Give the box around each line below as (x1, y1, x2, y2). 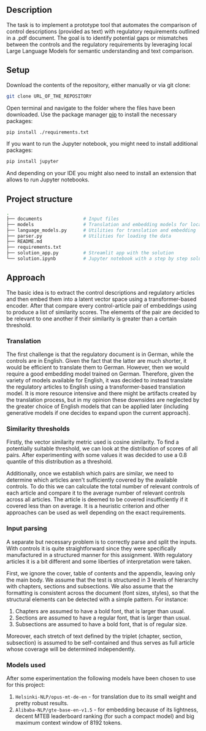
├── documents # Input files (6, 216, 120, 222)
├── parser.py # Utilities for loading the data (6, 233, 172, 239)
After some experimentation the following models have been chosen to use (6, 674, 196, 682)
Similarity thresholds (6, 424, 71, 433)
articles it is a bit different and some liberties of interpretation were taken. (6, 558, 192, 565)
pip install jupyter (6, 159, 59, 165)
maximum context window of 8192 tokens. (15, 719, 123, 726)
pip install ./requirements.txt (6, 129, 89, 135)
